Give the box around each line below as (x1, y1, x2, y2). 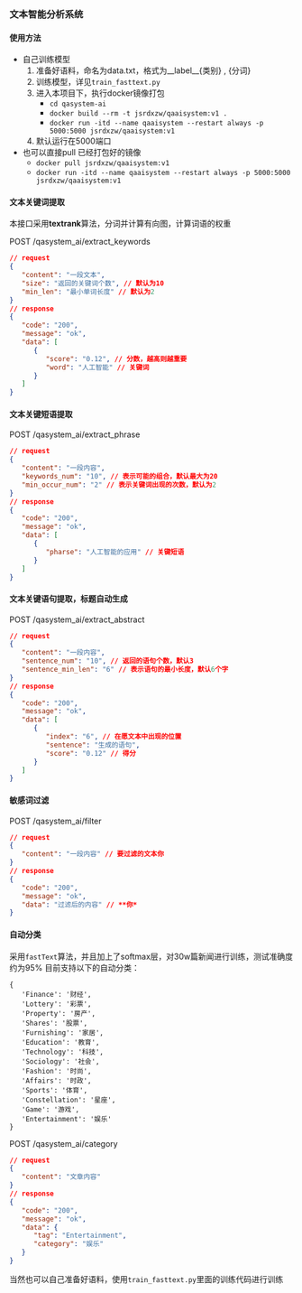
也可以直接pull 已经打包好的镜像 (22, 147, 142, 158)
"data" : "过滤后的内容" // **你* (21, 900, 138, 909)
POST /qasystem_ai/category (9, 1138, 119, 1149)
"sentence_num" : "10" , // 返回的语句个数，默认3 (21, 656, 194, 665)
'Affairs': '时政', (21, 1076, 92, 1085)
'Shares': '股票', (21, 1019, 88, 1028)
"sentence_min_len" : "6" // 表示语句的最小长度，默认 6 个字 (21, 665, 229, 674)
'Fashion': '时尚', (21, 1066, 92, 1075)
